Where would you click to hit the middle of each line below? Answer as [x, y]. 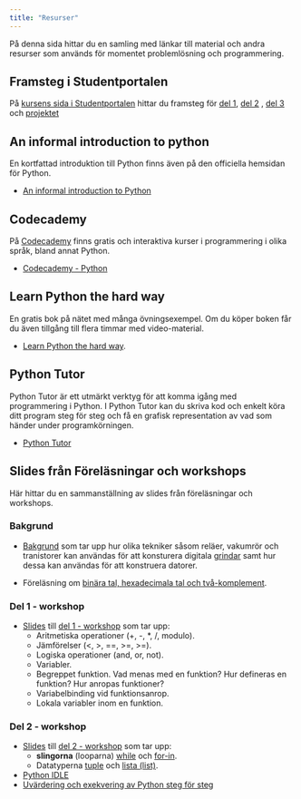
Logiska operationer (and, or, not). [100, 655]
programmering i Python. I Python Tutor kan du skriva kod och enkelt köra [147, 405]
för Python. [30, 173]
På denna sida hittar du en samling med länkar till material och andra [137, 44]
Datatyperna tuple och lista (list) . [97, 765]
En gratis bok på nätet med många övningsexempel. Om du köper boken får [150, 318]
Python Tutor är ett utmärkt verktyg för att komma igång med [123, 396]
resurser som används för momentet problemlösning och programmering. [147, 53]
